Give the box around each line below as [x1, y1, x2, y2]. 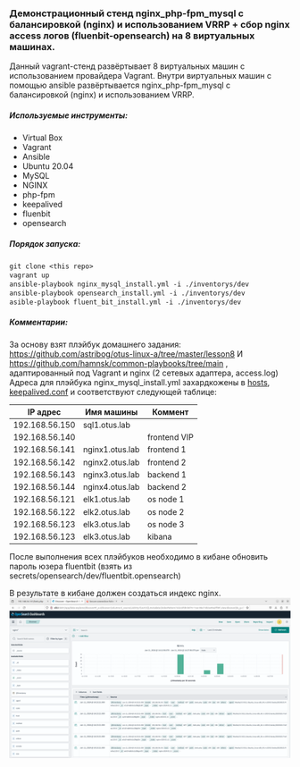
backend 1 [146, 468, 187, 480]
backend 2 [146, 482, 187, 493]
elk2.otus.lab [83, 506, 131, 517]
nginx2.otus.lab [83, 457, 140, 468]
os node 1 [146, 494, 185, 505]
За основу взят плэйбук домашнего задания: [9, 339, 181, 350]
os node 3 [146, 518, 185, 529]
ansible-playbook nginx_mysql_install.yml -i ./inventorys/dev [9, 280, 250, 289]
